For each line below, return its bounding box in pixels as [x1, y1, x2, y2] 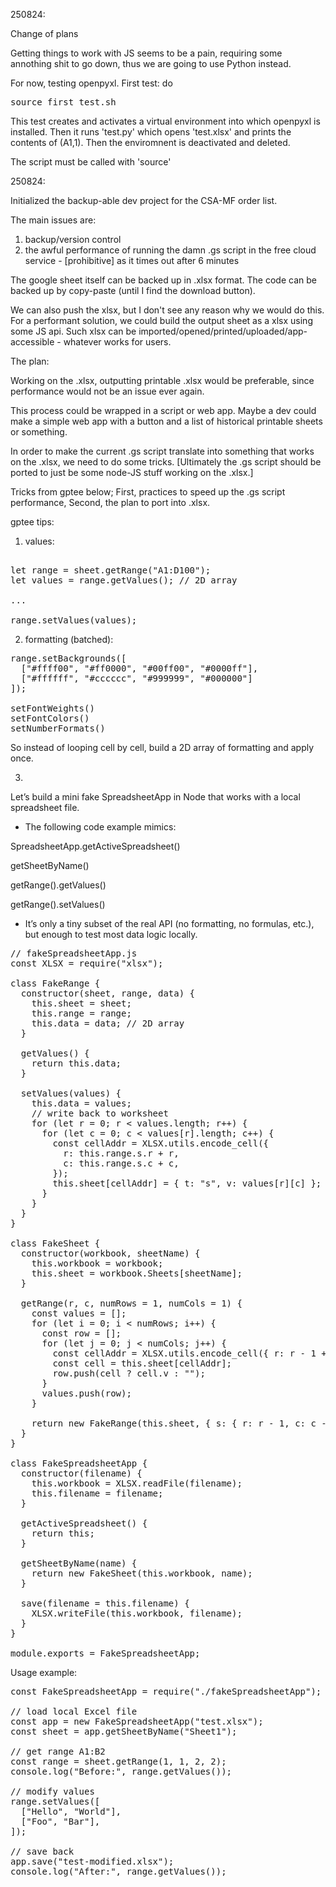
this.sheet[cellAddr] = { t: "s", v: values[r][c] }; [52, 1178, 322, 1189]
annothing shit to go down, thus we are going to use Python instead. [10, 58, 292, 69]
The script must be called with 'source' [10, 156, 172, 168]
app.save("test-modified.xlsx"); [10, 1856, 175, 1867]
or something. [10, 426, 68, 438]
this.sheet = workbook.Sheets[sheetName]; [31, 1268, 243, 1279]
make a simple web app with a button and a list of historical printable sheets [10, 415, 323, 427]
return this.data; [31, 1058, 122, 1069]
